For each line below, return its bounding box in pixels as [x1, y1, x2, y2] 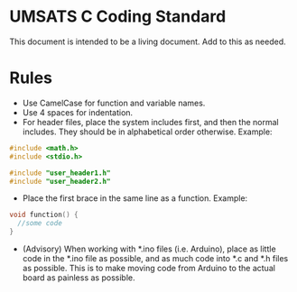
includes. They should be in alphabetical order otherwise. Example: [22, 126, 273, 137]
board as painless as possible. [22, 272, 135, 283]
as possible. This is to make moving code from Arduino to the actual [22, 263, 275, 273]
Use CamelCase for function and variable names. [22, 97, 206, 108]
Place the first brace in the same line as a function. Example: [22, 193, 248, 204]
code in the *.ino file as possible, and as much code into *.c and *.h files [22, 253, 289, 263]
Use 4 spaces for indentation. [22, 106, 134, 118]
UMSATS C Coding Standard [9, 6, 227, 27]
